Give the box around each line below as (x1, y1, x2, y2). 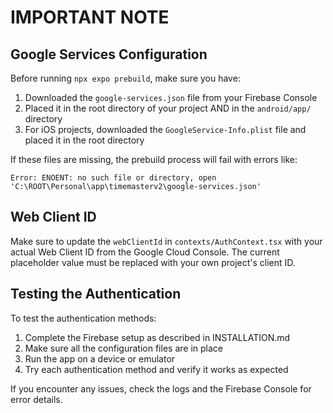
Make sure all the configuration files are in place (24, 342, 223, 354)
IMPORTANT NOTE (10, 6, 170, 29)
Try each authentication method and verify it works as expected (24, 363, 289, 375)
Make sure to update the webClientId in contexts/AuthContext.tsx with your (10, 235, 323, 247)
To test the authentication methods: (10, 312, 157, 324)
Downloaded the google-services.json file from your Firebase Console (24, 92, 318, 103)
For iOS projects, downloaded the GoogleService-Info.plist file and (24, 124, 307, 135)
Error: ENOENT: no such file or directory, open (10, 173, 217, 183)
